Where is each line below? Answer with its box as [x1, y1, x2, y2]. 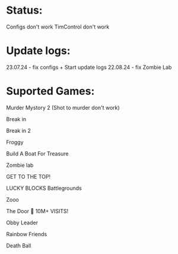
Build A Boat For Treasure [6, 150, 69, 157]
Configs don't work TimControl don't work [6, 23, 110, 30]
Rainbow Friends [6, 230, 47, 237]
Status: [6, 4, 43, 17]
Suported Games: [6, 84, 95, 98]
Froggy [6, 138, 24, 145]
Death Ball [6, 242, 31, 249]
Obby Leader [6, 219, 39, 226]
